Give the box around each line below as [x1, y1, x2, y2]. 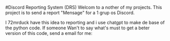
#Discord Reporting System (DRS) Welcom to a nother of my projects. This [5, 5, 162, 10]
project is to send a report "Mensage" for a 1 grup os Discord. [5, 10, 135, 16]
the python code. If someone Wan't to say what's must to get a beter [5, 25, 150, 31]
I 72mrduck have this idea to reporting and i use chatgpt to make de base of [5, 20, 165, 25]
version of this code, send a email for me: [5, 30, 93, 36]
